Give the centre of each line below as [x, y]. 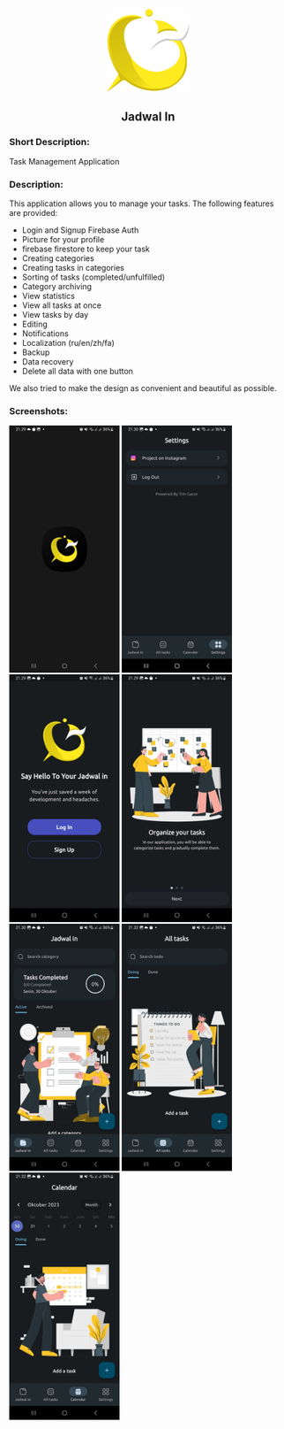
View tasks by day [55, 314]
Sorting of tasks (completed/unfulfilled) [93, 277]
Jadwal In [148, 117]
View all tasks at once [61, 305]
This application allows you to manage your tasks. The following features [142, 204]
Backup [36, 352]
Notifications [45, 333]
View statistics [48, 296]
